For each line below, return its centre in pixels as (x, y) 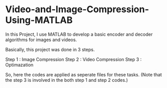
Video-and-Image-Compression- (77, 9)
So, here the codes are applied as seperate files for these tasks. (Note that (84, 74)
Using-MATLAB (39, 20)
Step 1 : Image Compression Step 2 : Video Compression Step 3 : (74, 59)
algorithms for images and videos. (41, 40)
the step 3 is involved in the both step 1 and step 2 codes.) (67, 80)
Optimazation (19, 65)
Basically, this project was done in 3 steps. (50, 49)
